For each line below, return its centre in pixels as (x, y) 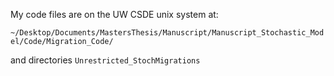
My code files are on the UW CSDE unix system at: (114, 14)
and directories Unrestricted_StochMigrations (105, 60)
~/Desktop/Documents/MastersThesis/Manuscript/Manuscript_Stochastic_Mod (167, 33)
